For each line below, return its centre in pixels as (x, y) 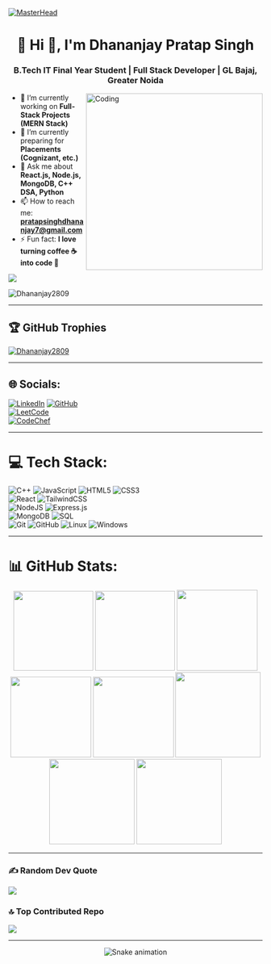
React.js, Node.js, (50, 175)
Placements (41, 149)
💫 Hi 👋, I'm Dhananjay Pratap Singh (135, 45)
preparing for (42, 140)
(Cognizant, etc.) (49, 158)
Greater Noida (135, 81)
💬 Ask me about (46, 166)
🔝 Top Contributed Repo (56, 912)
